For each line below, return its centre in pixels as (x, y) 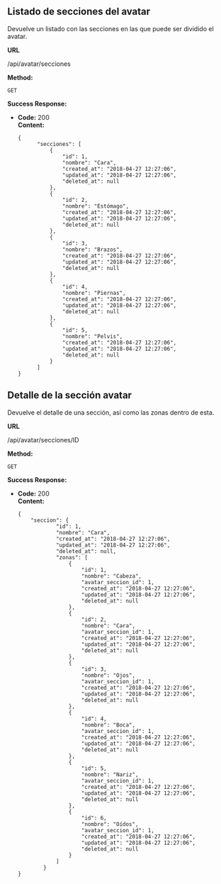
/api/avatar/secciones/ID (43, 440)
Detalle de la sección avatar (70, 395)
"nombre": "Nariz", (110, 774)
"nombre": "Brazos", (93, 250)
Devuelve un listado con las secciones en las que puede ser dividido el (110, 28)
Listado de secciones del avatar (79, 12)
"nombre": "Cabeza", (112, 576)
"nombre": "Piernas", (94, 293)
